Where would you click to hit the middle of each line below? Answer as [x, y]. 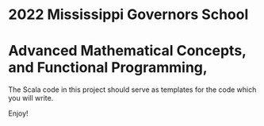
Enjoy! [19, 113]
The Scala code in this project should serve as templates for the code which [132, 90]
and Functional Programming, [108, 68]
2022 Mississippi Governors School [128, 15]
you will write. [31, 98]
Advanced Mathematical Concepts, [127, 51]
